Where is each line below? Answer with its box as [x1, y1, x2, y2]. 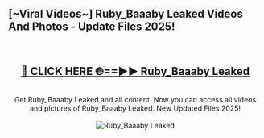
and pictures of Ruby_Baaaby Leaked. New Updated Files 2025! [29, 103, 241, 113]
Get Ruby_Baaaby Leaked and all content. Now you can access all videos [14, 94, 257, 104]
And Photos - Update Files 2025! [8, 20, 175, 34]
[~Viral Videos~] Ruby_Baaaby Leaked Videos [8, 7, 243, 21]
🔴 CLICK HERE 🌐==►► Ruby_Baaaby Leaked [20, 65, 250, 78]
